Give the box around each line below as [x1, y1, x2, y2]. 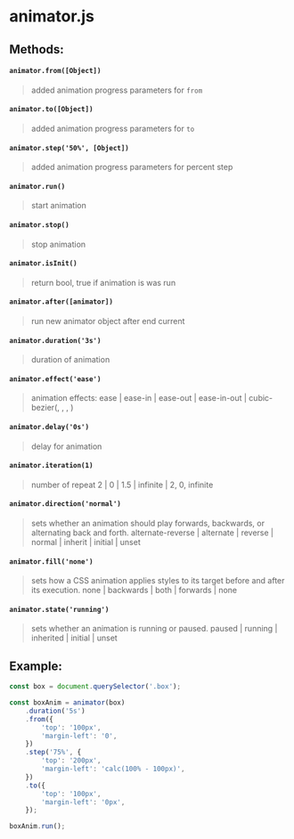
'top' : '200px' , [41, 756, 102, 765]
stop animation [30, 239, 86, 249]
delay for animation [30, 441, 102, 452]
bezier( [30, 403, 58, 413]
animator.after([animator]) [9, 297, 114, 306]
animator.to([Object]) [9, 105, 94, 114]
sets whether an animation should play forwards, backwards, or [30, 518, 265, 529]
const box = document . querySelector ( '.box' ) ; [9, 682, 181, 691]
